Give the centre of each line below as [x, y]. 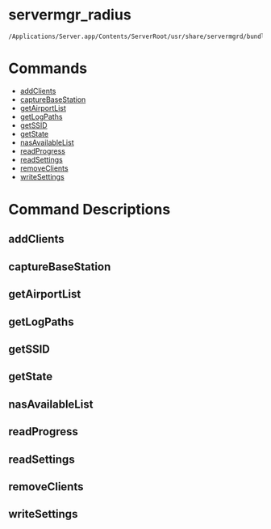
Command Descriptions [90, 210]
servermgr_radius [70, 15]
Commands [48, 68]
